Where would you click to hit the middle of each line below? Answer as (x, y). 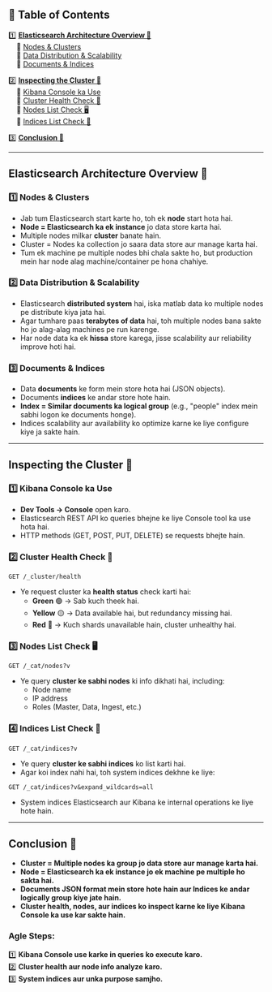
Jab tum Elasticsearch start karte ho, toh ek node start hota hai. (126, 218)
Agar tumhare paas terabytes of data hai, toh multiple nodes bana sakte (140, 321)
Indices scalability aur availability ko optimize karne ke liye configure (134, 424)
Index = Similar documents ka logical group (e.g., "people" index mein (139, 406)
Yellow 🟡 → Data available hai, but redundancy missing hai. (132, 613)
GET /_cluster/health (45, 577)
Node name (51, 690)
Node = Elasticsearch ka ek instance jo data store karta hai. (121, 226)
